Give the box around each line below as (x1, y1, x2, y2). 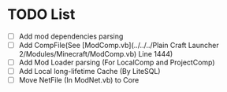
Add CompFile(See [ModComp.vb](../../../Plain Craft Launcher (18, 41, 219, 50)
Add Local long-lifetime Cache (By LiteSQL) (18, 67, 161, 76)
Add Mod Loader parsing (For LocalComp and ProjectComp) (18, 57, 215, 68)
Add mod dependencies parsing (18, 31, 124, 41)
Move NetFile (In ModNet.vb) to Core (18, 75, 140, 85)
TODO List (7, 6, 76, 24)
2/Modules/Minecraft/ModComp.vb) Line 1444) (18, 50, 173, 59)
